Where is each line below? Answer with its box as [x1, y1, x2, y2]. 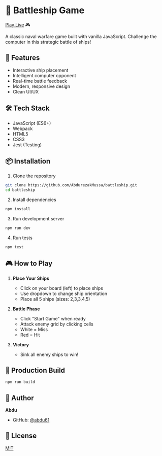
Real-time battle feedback [12, 78, 68, 84]
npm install [5, 207, 30, 212]
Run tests [12, 235, 33, 241]
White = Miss [20, 326, 48, 332]
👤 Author [5, 394, 34, 402]
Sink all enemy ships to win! [20, 351, 79, 357]
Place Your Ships [12, 275, 50, 281]
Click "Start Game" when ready [20, 315, 86, 321]
